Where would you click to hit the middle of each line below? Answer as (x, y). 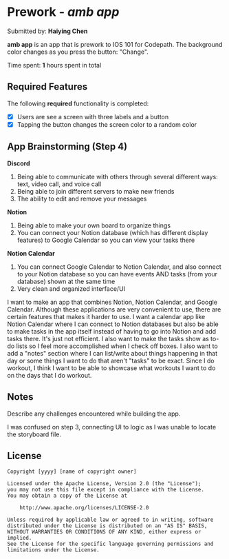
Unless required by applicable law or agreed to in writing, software (110, 520)
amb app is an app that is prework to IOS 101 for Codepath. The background (115, 44)
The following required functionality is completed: (78, 103)
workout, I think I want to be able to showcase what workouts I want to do (111, 368)
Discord (19, 163)
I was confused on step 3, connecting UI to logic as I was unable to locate (112, 427)
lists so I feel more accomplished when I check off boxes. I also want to (117, 346)
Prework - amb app (63, 12)
